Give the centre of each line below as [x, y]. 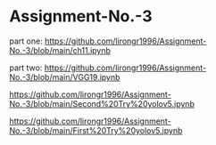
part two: [26, 68]
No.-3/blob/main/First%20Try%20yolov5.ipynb [96, 130]
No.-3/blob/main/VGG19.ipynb [65, 77]
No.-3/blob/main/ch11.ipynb [60, 50]
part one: [26, 41]
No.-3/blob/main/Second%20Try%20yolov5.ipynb [102, 103]
